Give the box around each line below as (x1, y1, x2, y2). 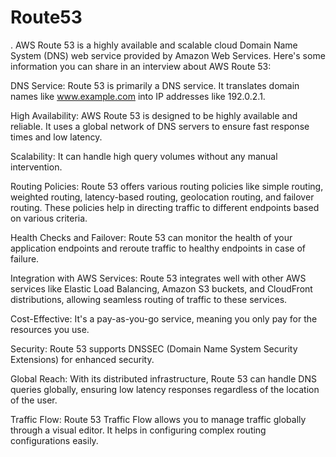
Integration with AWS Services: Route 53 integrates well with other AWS (10, 272, 307, 284)
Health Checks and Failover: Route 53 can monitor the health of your (10, 231, 293, 243)
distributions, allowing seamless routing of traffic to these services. (10, 293, 288, 305)
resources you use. (10, 323, 90, 335)
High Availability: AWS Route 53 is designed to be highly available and (10, 109, 298, 121)
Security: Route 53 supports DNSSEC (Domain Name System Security (10, 342, 298, 355)
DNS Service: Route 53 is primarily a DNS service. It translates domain (10, 79, 300, 91)
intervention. (10, 161, 63, 173)
